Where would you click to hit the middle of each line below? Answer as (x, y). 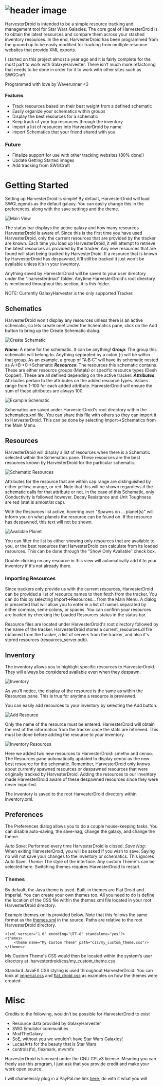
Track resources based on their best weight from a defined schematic (82, 106)
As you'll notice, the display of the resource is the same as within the (74, 691)
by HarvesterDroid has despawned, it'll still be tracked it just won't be (75, 259)
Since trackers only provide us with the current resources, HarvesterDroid (79, 589)
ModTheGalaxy (27, 1034)
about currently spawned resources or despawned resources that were (77, 769)
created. (13, 981)
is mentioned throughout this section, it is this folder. (58, 284)
